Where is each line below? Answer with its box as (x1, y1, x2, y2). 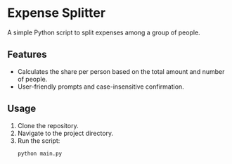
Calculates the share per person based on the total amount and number (17, 67, 225, 75)
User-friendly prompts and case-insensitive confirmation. (17, 82, 184, 91)
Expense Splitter (7, 5, 106, 21)
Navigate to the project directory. (17, 129, 114, 137)
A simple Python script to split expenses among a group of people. (7, 28, 200, 37)
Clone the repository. (17, 121, 79, 130)
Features (7, 49, 47, 61)
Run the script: (17, 136, 60, 145)
